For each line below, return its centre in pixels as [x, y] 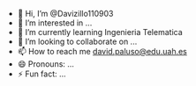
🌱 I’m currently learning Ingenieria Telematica [100, 32]
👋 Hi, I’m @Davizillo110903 [65, 14]
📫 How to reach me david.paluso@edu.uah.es [102, 51]
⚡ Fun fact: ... [41, 74]
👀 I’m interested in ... [55, 23]
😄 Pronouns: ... [46, 64]
